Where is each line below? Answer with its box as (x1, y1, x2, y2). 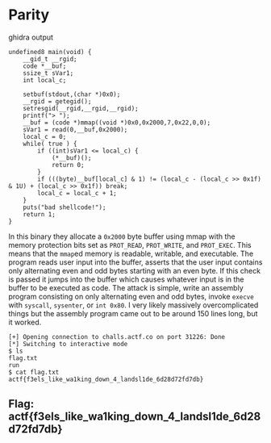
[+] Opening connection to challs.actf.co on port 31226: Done (8, 332, 226, 341)
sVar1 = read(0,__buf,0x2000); (23, 125, 128, 134)
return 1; (23, 210, 56, 219)
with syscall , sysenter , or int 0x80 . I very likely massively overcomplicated (8, 300, 259, 310)
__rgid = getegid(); (23, 97, 92, 106)
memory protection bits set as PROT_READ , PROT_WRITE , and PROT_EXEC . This (8, 240, 252, 249)
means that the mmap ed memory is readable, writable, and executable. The (8, 249, 254, 258)
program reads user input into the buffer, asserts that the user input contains (8, 257, 263, 267)
